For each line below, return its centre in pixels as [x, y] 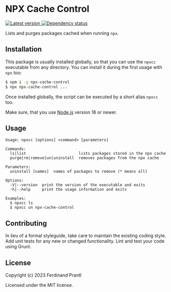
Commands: [16, 149]
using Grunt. [18, 247]
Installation [24, 49]
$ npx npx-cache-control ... [36, 87]
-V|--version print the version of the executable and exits [78, 185]
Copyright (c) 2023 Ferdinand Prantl [44, 275]
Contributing [26, 223]
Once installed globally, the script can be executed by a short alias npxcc [82, 97]
